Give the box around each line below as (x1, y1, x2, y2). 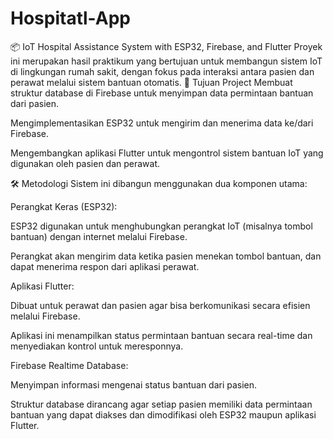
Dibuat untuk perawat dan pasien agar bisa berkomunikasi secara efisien (10, 299, 311, 311)
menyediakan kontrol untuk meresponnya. (10, 340, 184, 352)
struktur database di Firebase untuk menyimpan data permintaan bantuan (10, 87, 314, 99)
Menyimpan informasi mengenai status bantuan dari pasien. (10, 378, 258, 391)
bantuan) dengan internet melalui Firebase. (10, 230, 188, 242)
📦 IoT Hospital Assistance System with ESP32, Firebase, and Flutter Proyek (10, 40, 323, 52)
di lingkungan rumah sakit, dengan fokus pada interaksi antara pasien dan (10, 65, 315, 77)
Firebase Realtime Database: (10, 359, 129, 371)
